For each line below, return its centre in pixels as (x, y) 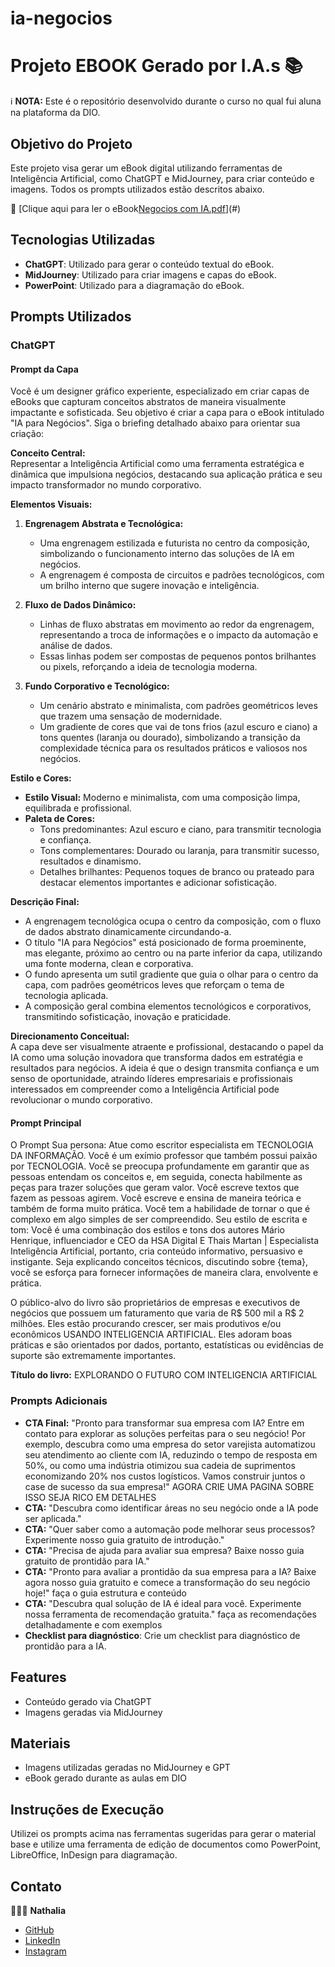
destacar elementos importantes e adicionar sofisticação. (158, 883)
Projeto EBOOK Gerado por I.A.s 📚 (157, 66)
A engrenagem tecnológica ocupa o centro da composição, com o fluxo (173, 921)
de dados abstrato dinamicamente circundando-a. (128, 932)
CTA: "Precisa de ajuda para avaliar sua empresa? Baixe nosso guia (164, 1550)
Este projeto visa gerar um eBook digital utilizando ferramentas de (146, 168)
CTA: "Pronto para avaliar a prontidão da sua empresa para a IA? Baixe (170, 1571)
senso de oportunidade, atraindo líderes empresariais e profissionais (151, 1079)
